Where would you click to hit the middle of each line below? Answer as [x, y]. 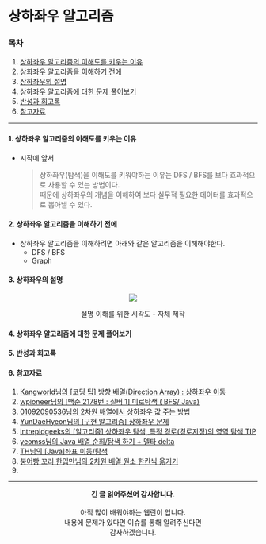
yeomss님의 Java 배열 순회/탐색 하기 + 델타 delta [97, 442]
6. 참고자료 [25, 372]
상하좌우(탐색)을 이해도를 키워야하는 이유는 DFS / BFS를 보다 [133, 175]
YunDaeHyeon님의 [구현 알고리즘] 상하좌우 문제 [94, 422]
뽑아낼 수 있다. [70, 204]
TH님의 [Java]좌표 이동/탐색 [64, 451]
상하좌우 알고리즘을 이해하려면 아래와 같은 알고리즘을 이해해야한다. [122, 243]
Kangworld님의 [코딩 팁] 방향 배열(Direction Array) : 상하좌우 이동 [123, 392]
